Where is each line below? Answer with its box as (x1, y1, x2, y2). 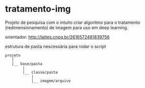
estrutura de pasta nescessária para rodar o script (5, 43, 106, 49)
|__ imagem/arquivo (31, 78, 71, 83)
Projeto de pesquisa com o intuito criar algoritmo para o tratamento (5, 19, 141, 25)
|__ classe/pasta (22, 70, 58, 75)
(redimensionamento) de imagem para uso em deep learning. (5, 24, 128, 30)
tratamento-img (5, 3, 71, 15)
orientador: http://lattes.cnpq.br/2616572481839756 (5, 34, 110, 40)
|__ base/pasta (11, 61, 42, 66)
